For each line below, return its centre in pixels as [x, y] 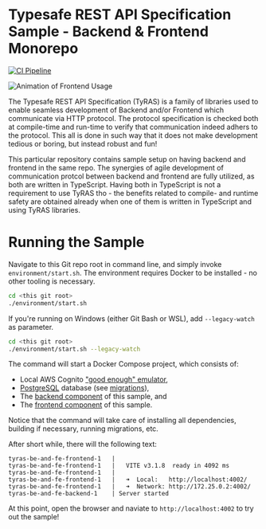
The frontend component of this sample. [86, 405]
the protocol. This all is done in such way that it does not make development [133, 135]
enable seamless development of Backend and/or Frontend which [116, 110]
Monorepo [43, 49]
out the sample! [34, 517]
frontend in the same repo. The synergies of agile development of [116, 167]
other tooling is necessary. [52, 281]
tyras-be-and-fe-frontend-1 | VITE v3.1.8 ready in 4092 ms [119, 466]
